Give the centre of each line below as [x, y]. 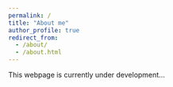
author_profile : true [44, 30]
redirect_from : [33, 38]
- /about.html [38, 52]
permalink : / [30, 15]
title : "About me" [38, 23]
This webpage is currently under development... [86, 75]
